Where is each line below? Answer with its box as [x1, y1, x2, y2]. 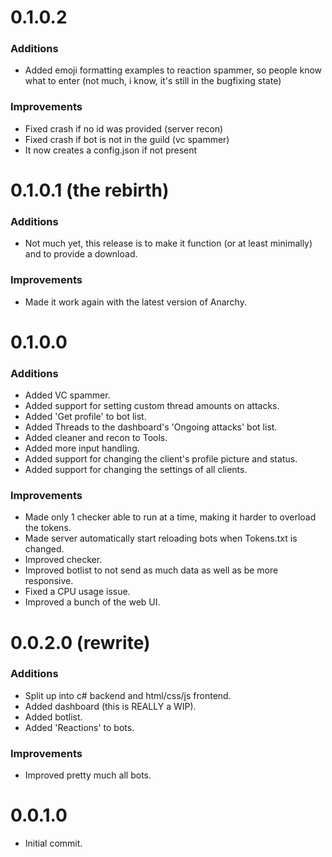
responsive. [24, 575, 74, 587]
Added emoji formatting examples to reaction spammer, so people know [24, 64, 323, 76]
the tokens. [24, 522, 72, 534]
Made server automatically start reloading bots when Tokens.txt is [24, 532, 298, 545]
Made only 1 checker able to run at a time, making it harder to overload [24, 511, 317, 523]
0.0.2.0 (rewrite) [10, 631, 151, 654]
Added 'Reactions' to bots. [24, 721, 135, 733]
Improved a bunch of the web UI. [24, 596, 161, 608]
